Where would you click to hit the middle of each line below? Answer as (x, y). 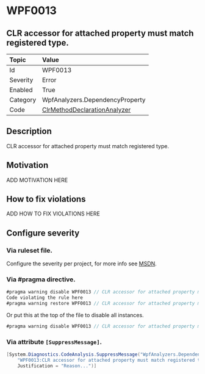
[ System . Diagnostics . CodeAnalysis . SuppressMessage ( (73, 354)
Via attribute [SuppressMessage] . (54, 342)
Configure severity (43, 233)
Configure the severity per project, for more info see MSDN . (81, 264)
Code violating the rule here (45, 298)
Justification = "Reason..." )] (57, 366)
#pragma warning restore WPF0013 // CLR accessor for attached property (101, 304)
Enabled (21, 90)
